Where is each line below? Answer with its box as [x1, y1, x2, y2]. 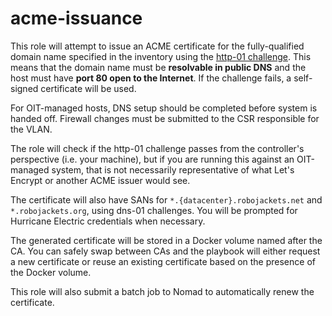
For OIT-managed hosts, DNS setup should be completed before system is [10, 102, 318, 114]
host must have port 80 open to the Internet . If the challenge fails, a [10, 72, 292, 84]
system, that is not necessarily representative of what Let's [51, 163, 295, 176]
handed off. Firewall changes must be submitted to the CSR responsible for [10, 112, 320, 124]
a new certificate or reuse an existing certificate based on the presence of [10, 255, 316, 267]
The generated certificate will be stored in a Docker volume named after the [10, 234, 323, 246]
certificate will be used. [40, 82, 137, 94]
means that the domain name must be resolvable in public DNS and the [10, 61, 307, 73]
